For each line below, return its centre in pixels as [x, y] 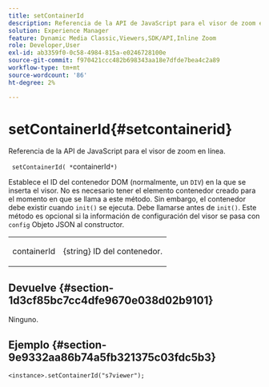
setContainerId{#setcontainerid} [120, 129]
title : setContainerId [46, 16]
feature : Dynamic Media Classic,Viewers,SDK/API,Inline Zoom [112, 38]
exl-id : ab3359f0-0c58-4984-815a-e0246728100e [87, 53]
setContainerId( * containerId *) [65, 167]
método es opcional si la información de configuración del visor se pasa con [134, 216]
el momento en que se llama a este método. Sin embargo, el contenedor [127, 199]
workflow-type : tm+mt [44, 68]
